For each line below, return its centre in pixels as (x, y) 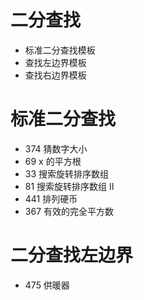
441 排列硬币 (51, 198)
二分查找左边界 (72, 255)
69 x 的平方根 (53, 161)
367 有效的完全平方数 (69, 211)
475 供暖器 (47, 285)
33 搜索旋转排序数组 (67, 173)
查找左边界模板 (55, 62)
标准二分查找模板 (60, 50)
